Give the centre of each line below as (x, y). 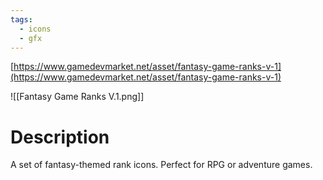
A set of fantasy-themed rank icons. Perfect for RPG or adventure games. (161, 165)
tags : (21, 19)
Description (60, 137)
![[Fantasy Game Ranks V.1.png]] (77, 97)
